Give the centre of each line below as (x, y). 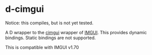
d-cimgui (25, 9)
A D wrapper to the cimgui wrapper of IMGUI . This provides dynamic (76, 32)
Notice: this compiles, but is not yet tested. (49, 23)
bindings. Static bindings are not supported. (51, 38)
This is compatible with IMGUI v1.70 (42, 47)
